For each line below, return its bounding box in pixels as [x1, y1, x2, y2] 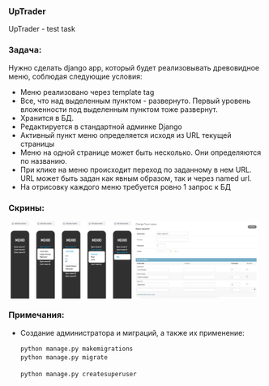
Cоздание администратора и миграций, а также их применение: [19, 328, 245, 337]
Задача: [8, 45, 42, 56]
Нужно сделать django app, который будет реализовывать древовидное [8, 62, 260, 72]
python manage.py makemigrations [19, 345, 134, 353]
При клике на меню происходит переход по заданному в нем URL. [19, 165, 252, 174]
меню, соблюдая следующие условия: [8, 71, 143, 81]
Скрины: [8, 202, 45, 213]
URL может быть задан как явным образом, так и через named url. [19, 173, 252, 183]
